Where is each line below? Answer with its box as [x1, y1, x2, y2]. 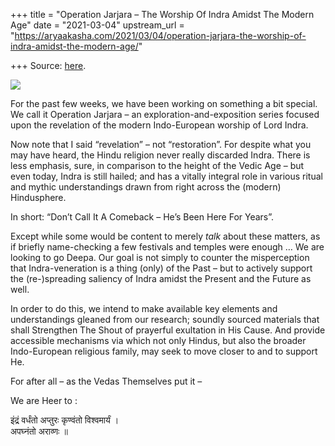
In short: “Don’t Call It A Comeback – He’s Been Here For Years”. [10, 211, 275, 223]
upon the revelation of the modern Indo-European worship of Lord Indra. [10, 119, 309, 131]
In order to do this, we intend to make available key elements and [10, 303, 278, 314]
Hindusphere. [10, 192, 67, 203]
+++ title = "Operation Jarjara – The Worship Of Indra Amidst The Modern [10, 9, 315, 20]
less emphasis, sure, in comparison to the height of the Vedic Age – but [10, 160, 305, 171]
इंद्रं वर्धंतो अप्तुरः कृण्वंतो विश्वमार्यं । [10, 414, 120, 426]
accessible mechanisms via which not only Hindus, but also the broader [10, 335, 307, 346]
